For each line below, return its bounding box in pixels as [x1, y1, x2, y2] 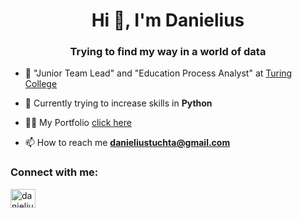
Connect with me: [10, 165, 99, 179]
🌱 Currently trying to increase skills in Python [24, 97, 213, 109]
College [24, 78, 58, 90]
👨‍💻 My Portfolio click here [24, 117, 132, 129]
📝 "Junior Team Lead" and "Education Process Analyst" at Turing [24, 67, 293, 79]
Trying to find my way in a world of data [69, 45, 267, 59]
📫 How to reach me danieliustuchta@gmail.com [24, 137, 231, 149]
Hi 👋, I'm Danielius [91, 9, 245, 32]
